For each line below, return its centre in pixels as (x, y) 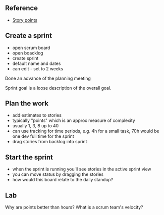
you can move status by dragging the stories (58, 174)
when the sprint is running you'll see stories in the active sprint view (82, 169)
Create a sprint (28, 36)
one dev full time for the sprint (43, 136)
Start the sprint (29, 157)
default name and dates (36, 63)
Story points (25, 20)
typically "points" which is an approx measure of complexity (74, 120)
